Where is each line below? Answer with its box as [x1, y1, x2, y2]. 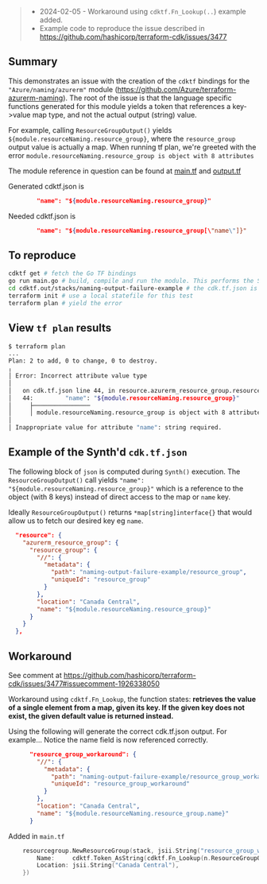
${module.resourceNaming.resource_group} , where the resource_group [8, 134, 236, 143]
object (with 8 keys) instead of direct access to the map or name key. [8, 492, 231, 502]
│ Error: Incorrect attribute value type [8, 372, 148, 380]
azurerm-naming [8, 93, 64, 103]
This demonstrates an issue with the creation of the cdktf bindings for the [8, 76, 250, 86]
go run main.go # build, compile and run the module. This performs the [8, 277, 254, 285]
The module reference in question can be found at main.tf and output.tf [8, 166, 242, 176]
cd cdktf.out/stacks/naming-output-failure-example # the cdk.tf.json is [8, 285, 258, 293]
